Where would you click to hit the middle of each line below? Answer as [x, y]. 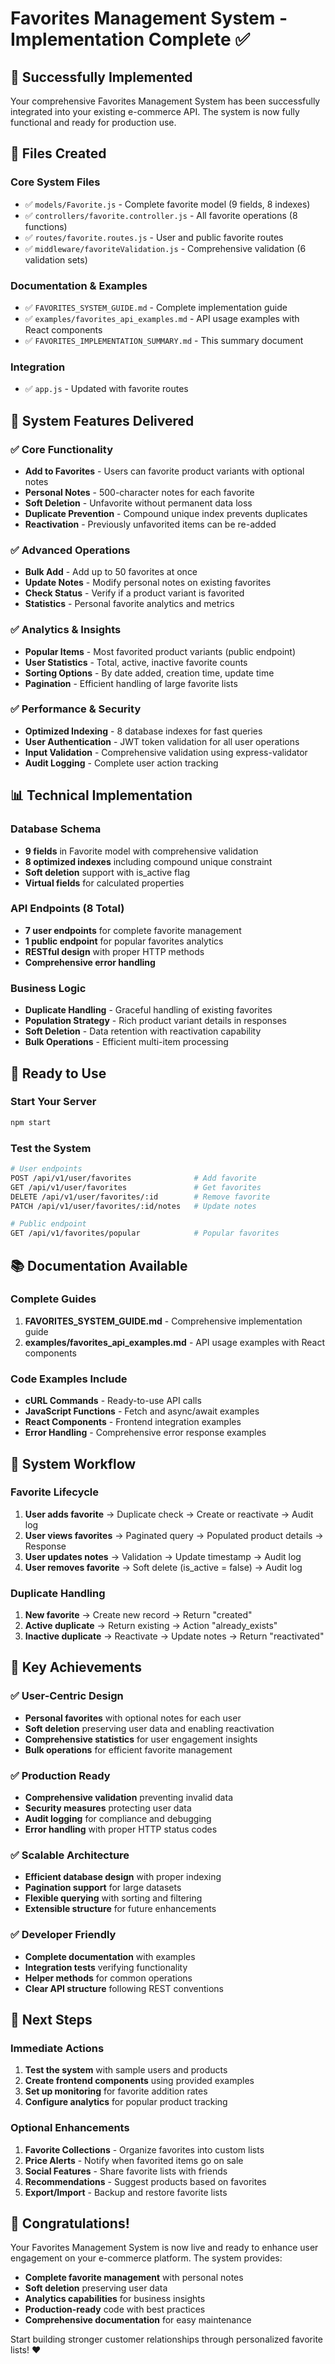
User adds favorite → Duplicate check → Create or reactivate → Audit [169, 1514]
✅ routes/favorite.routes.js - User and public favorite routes [154, 237]
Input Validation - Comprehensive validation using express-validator [166, 752]
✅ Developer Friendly [63, 1935]
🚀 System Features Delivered [102, 420]
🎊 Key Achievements [76, 1667]
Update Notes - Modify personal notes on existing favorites [148, 583]
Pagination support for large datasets [103, 1888]
